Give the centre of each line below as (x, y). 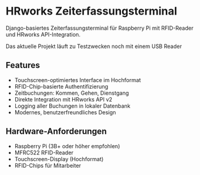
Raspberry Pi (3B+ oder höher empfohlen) (67, 146)
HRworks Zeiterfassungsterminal (91, 11)
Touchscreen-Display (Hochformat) (59, 159)
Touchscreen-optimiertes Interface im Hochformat (78, 80)
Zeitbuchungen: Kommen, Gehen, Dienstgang (71, 93)
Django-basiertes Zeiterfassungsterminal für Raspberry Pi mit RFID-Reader (100, 28)
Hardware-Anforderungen (56, 132)
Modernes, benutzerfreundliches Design (65, 112)
